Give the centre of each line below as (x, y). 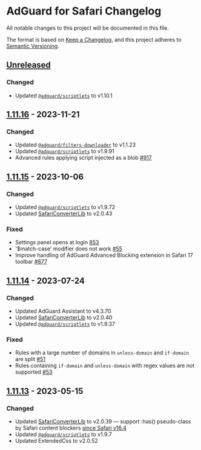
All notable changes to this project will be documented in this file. (88, 28)
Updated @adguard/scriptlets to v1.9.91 (65, 151)
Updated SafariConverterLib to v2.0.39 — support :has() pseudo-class (103, 421)
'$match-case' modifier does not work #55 (69, 249)
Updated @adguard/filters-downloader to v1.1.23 (75, 145)
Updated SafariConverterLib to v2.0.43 (64, 214)
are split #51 (30, 359)
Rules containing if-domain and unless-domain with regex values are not (105, 366)
